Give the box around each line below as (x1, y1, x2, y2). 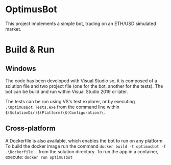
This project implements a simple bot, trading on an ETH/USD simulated (5, 20, 157, 27)
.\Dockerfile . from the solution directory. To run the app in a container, (5, 148, 159, 154)
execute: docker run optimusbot (5, 154, 73, 160)
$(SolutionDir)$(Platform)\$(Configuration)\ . (5, 109, 105, 115)
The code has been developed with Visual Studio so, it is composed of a (5, 78, 157, 84)
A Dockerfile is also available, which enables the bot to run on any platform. (5, 137, 164, 144)
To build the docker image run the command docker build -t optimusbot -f (5, 143, 166, 149)
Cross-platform (5, 124, 56, 133)
